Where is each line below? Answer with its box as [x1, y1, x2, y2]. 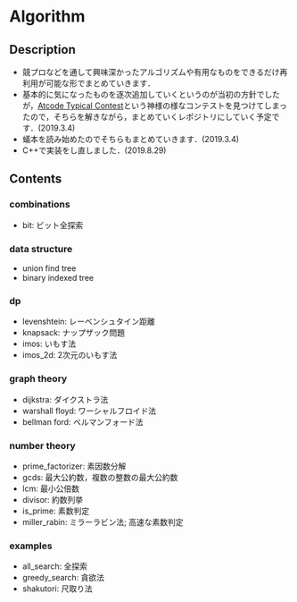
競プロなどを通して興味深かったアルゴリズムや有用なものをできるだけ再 [21, 67, 288, 77]
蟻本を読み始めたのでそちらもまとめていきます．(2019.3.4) [21, 134, 239, 144]
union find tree [21, 262, 77, 274]
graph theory [9, 373, 68, 386]
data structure [9, 242, 73, 255]
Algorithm [9, 6, 86, 27]
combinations [9, 199, 70, 211]
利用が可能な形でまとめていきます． [21, 78, 156, 89]
